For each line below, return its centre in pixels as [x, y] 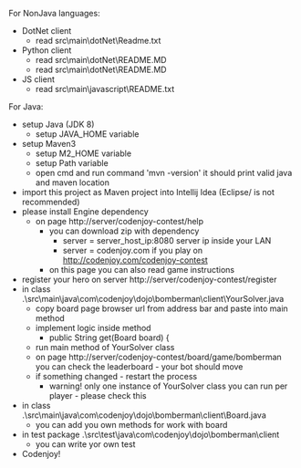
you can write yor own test [85, 444]
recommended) [51, 202]
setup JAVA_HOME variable [87, 134]
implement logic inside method [93, 328]
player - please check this [98, 395]
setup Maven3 [49, 144]
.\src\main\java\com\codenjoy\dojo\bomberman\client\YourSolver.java [153, 299]
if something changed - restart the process [116, 376]
